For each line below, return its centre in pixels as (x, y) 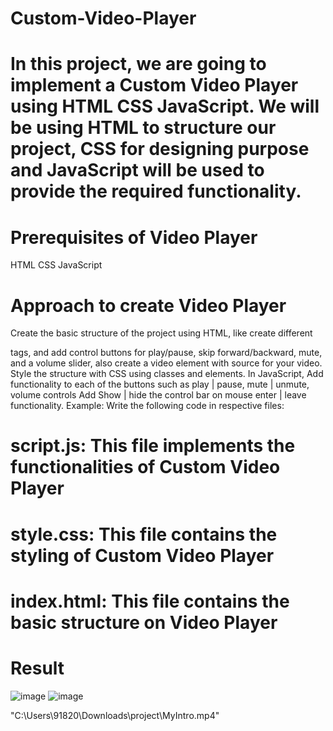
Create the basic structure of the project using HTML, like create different (161, 333)
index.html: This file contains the (150, 601)
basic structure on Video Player (144, 622)
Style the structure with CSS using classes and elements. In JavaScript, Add (167, 374)
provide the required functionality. (156, 191)
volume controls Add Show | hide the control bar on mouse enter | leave (158, 395)
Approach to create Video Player (148, 305)
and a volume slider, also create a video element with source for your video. (166, 363)
